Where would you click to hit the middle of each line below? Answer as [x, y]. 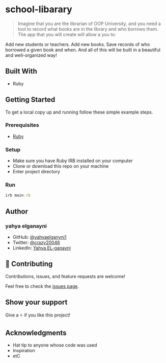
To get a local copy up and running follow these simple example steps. [79, 112]
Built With [21, 71]
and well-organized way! [31, 55]
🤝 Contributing [29, 264]
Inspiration [24, 351]
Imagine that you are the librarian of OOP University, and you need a [89, 24]
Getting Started [30, 100]
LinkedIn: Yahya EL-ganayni [42, 248]
